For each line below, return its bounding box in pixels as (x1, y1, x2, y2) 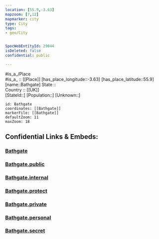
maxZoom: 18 (5, 119, 30, 124)
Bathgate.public (5, 160, 45, 167)
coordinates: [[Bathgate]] (5, 106, 61, 111)
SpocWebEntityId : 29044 (5, 44, 55, 49)
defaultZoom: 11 (5, 115, 39, 120)
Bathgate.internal (5, 174, 49, 181)
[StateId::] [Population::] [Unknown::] (5, 92, 80, 98)
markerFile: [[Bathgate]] (5, 110, 59, 115)
